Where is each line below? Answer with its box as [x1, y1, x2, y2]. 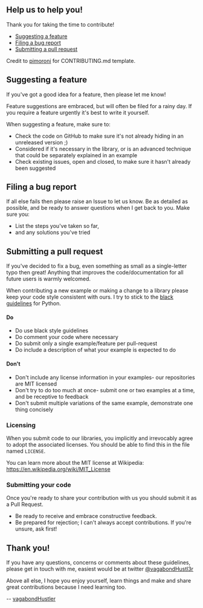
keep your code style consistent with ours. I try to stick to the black [6, 293, 174, 301]
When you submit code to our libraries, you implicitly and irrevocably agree [6, 435, 193, 442]
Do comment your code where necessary [14, 334, 119, 341]
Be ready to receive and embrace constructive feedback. [14, 513, 157, 520]
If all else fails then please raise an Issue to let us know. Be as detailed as [6, 198, 188, 205]
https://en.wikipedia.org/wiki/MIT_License [6, 465, 111, 473]
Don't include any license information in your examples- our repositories [14, 374, 195, 381]
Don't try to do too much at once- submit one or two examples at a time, [14, 386, 195, 393]
